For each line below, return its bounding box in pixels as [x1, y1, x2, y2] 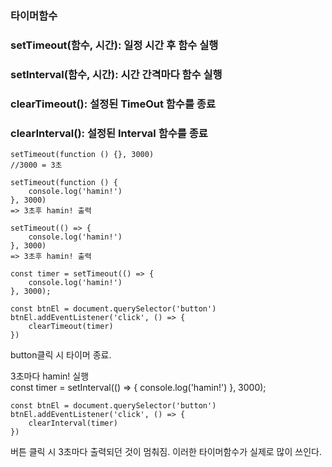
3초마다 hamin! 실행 [10, 370, 90, 382]
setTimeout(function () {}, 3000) [10, 149, 155, 159]
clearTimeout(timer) [28, 321, 114, 331]
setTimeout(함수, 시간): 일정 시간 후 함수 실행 [10, 38, 219, 52]
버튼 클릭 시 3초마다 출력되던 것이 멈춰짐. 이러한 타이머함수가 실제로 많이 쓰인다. [10, 445, 322, 457]
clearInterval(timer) [28, 418, 118, 428]
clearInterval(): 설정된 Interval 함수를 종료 [10, 126, 208, 140]
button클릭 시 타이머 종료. [10, 348, 112, 361]
